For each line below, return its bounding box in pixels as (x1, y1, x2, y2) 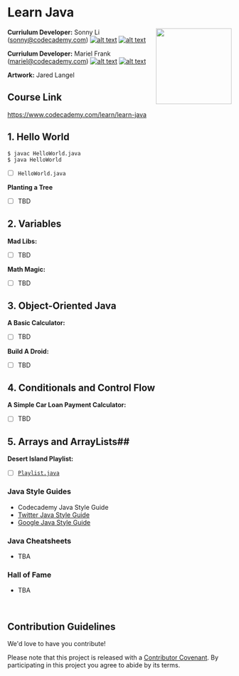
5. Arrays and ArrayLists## (7, 436, 130, 448)
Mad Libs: (7, 237, 38, 245)
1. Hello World (7, 131, 70, 143)
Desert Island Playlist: (7, 454, 74, 464)
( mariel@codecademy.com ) (7, 56, 89, 65)
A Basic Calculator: (7, 319, 65, 327)
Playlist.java (17, 470, 60, 477)
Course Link (7, 91, 63, 103)
